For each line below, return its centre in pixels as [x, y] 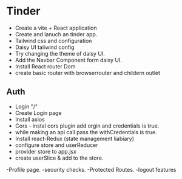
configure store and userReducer [56, 145]
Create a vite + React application [56, 28]
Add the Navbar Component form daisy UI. [69, 60]
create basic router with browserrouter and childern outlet [88, 73]
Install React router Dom [45, 66]
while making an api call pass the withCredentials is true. [86, 132]
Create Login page [38, 112]
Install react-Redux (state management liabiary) [75, 138]
